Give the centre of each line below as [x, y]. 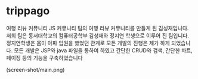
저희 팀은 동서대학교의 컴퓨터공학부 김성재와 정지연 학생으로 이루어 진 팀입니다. [98, 35]
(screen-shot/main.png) [35, 69]
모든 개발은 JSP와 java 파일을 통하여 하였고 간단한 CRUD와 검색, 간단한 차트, [103, 50]
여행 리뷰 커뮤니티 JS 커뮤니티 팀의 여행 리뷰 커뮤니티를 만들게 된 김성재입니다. [98, 28]
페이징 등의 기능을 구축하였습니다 [45, 58]
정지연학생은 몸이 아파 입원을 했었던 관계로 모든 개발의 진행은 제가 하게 [88, 43]
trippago [28, 11]
